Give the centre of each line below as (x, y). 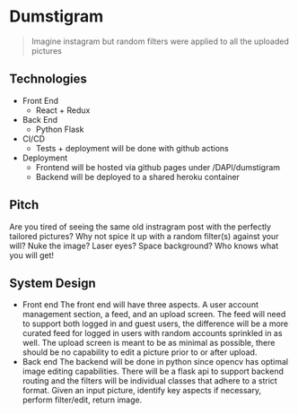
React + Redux (63, 110)
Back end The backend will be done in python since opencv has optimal (155, 362)
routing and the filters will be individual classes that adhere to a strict (150, 381)
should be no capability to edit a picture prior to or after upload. (140, 352)
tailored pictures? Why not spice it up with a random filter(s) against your (144, 236)
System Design (53, 283)
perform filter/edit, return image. (82, 400)
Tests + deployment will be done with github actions (132, 148)
